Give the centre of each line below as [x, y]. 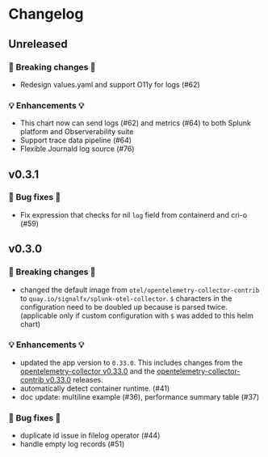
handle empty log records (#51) [72, 444]
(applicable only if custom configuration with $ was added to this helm [137, 315]
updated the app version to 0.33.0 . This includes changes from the [131, 362]
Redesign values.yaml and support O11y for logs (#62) [110, 84]
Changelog [46, 14]
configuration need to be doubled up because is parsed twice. [124, 307]
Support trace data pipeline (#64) [75, 140]
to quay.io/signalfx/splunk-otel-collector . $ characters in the [126, 298]
